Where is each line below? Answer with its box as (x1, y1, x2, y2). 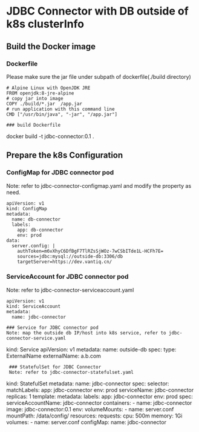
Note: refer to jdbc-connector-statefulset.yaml (8, 369, 134, 375)
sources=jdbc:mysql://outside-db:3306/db (17, 253, 123, 259)
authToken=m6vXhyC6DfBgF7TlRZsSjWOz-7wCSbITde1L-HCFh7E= (17, 248, 164, 254)
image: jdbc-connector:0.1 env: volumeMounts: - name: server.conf (6, 405, 174, 413)
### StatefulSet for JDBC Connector (8, 364, 102, 370)
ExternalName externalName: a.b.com (6, 352, 102, 359)
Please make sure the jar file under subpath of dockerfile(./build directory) (6, 73, 192, 80)
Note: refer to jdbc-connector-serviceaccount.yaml (6, 286, 134, 293)
